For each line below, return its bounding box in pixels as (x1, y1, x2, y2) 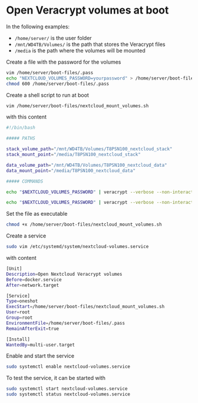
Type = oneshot (6, 298, 38, 304)
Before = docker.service (6, 276, 62, 283)
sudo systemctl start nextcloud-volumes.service (6, 386, 128, 392)
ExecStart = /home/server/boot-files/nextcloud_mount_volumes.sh (6, 304, 165, 310)
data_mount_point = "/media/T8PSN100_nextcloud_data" (6, 167, 136, 174)
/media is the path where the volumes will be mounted (14, 47, 146, 54)
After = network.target (6, 282, 60, 288)
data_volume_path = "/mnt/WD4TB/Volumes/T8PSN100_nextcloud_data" (6, 162, 167, 168)
